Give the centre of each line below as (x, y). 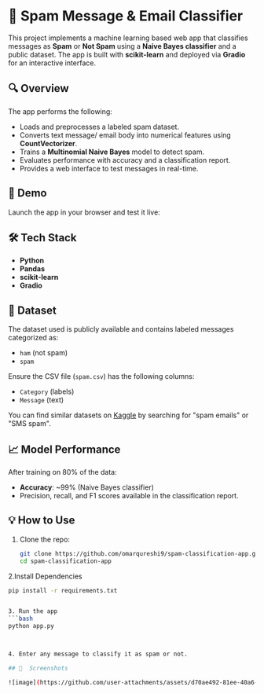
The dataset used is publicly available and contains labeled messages (121, 329)
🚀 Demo (27, 193)
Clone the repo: (45, 539)
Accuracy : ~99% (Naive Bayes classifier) (87, 487)
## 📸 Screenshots (38, 668)
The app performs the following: (60, 111)
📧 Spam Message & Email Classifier (126, 16)
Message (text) (42, 400)
